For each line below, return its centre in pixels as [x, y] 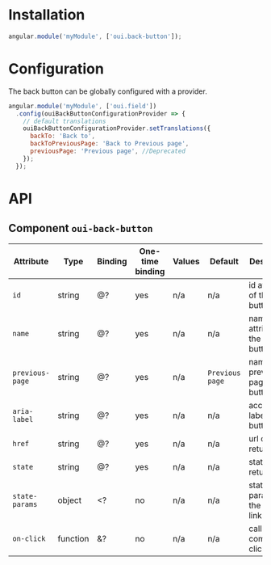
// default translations [65, 121]
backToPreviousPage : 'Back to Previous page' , [109, 144]
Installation [47, 15]
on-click [29, 538]
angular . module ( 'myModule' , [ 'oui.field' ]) [83, 106]
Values [186, 261]
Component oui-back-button [81, 228]
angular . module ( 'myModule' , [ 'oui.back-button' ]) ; [95, 36]
